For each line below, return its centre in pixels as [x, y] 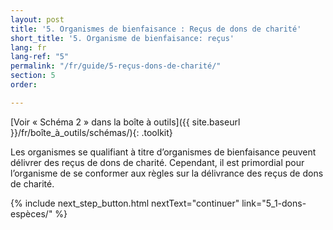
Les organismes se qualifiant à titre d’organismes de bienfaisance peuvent [163, 152]
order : [24, 85]
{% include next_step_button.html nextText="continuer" [125, 203]
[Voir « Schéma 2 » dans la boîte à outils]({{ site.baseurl [125, 122]
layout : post [37, 19]
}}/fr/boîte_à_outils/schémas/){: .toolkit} [91, 132]
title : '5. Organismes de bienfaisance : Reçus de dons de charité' [156, 29]
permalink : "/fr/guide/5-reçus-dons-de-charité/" [116, 66]
